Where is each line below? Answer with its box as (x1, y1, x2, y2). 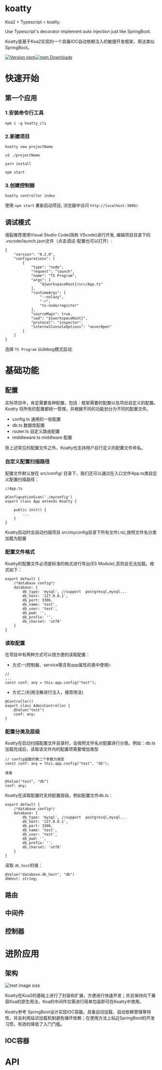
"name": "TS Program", (31, 273, 77, 278)
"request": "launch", (31, 269, 75, 274)
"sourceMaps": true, (31, 312, 73, 317)
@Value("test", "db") (5, 779, 49, 784)
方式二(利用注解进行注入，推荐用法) (12, 689, 84, 695)
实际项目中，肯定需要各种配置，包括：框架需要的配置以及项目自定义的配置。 (5, 400, 158, 406)
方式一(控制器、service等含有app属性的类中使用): (12, 662, 112, 668)
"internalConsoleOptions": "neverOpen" (31, 325, 112, 329)
